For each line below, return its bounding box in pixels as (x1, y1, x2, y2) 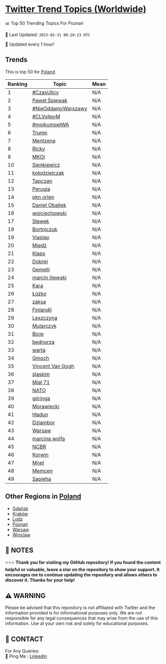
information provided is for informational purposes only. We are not (5, 610, 142, 616)
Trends (5, 55, 28, 64)
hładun (32, 411, 49, 418)
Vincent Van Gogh (32, 363, 74, 370)
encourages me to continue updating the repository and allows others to (5, 572, 158, 578)
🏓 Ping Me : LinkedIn (5, 653, 47, 659)
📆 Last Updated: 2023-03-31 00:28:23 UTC (5, 31, 91, 38)
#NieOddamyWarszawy (32, 105, 88, 112)
